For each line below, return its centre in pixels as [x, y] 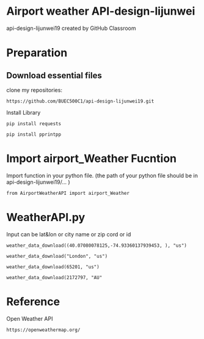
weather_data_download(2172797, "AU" [54, 277]
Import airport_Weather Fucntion [92, 159]
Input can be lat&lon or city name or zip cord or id [69, 234]
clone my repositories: [35, 90]
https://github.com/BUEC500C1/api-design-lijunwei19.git [80, 101]
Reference [33, 302]
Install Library [24, 112]
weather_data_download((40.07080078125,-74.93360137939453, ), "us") [97, 246]
